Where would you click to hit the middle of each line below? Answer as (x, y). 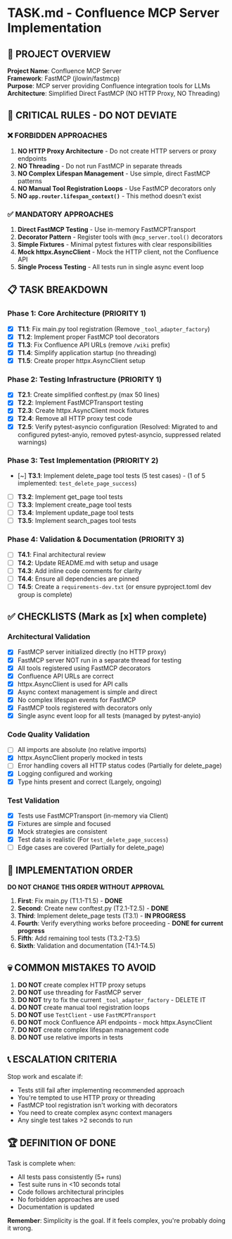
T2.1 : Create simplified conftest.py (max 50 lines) (89, 395)
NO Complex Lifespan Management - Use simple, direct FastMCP (114, 173)
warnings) (32, 442)
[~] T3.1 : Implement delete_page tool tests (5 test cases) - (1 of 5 (111, 475)
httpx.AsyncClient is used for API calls (73, 684)
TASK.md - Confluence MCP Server (114, 13)
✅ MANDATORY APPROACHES (60, 214)
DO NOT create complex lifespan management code (93, 1030)
